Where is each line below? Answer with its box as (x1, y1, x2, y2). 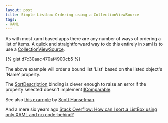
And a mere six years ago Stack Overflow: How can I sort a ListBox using (5, 106, 157, 112)
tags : (5, 17, 17, 22)
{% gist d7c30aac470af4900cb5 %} (5, 56, 81, 63)
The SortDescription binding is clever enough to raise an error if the (5, 81, 147, 87)
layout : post (5, 7, 33, 13)
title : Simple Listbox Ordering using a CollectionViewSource (5, 12, 139, 17)
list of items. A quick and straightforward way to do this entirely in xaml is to (5, 41, 163, 47)
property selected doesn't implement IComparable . (5, 87, 112, 93)
